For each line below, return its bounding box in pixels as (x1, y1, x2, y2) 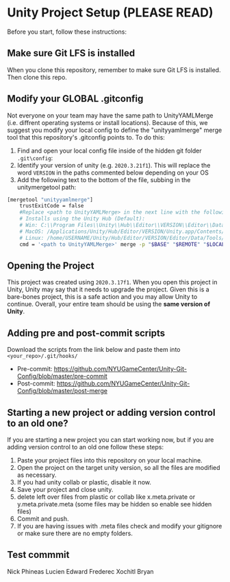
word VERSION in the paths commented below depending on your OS (16, 168, 209, 177)
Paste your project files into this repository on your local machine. (16, 456, 203, 465)
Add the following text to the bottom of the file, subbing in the (16, 175, 191, 183)
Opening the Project (7, 260, 94, 271)
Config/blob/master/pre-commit (16, 372, 107, 381)
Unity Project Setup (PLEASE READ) (7, 5, 214, 21)
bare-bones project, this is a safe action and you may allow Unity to (7, 293, 198, 301)
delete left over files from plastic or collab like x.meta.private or (16, 493, 196, 501)
